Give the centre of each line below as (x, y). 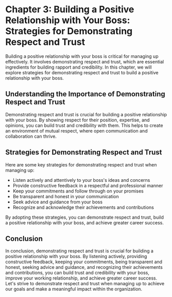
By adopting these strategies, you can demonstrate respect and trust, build (85, 217)
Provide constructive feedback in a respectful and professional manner (88, 185)
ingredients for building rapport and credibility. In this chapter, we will (79, 67)
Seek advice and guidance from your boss (58, 202)
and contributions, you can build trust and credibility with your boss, (78, 273)
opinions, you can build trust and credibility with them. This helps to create (84, 125)
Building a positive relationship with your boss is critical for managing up (82, 56)
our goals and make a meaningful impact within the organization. (74, 289)
